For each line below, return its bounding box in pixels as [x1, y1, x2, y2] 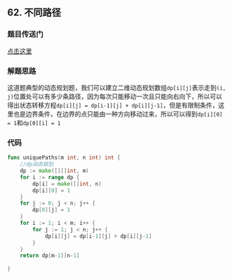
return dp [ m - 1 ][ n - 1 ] [20, 252, 80, 259]
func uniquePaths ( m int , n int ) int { [7, 154, 121, 162]
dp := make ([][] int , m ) [20, 167, 90, 174]
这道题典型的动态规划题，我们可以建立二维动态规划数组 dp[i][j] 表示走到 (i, [7, 83, 226, 91]
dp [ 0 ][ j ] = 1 [32, 207, 71, 214]
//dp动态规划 [20, 161, 54, 168]
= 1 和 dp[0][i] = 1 [7, 118, 61, 126]
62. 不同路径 [7, 6, 62, 19]
